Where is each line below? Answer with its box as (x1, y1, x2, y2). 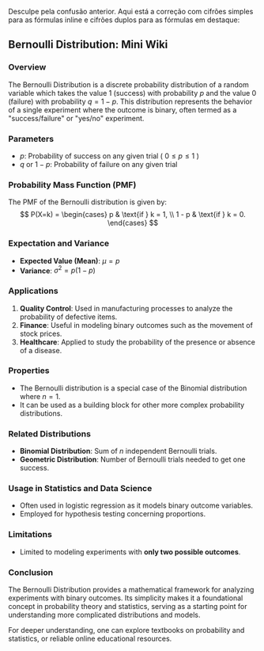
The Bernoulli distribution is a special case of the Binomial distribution (19, 383, 247, 393)
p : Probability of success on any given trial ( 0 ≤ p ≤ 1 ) (19, 150, 200, 161)
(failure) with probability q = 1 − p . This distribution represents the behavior (8, 97, 253, 106)
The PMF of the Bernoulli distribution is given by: (8, 197, 168, 207)
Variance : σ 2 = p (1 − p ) (19, 265, 96, 276)
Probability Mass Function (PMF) (8, 179, 137, 190)
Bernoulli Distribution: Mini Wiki (8, 38, 168, 51)
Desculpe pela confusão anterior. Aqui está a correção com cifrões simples (8, 7, 254, 16)
